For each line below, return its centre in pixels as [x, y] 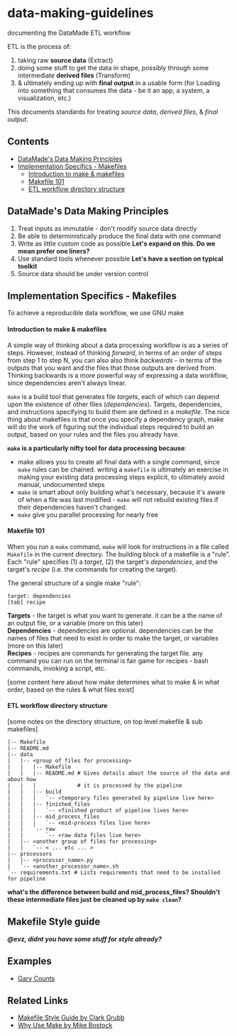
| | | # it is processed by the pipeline [95, 785]
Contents [28, 142]
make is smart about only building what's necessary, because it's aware [121, 492]
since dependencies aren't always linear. [67, 383]
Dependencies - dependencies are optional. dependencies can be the [110, 631]
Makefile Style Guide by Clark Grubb [71, 1018]
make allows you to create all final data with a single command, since [118, 462]
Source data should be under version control [83, 273]
